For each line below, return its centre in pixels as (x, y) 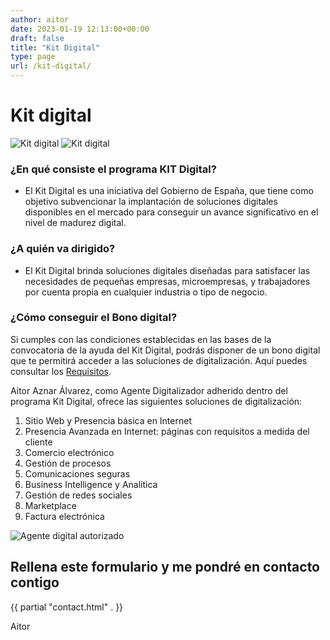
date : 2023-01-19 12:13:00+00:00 (80, 29)
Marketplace (50, 505)
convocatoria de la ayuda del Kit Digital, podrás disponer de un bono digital (165, 350)
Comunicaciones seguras (77, 473)
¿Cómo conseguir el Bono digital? (94, 318)
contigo (35, 582)
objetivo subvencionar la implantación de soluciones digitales (151, 202)
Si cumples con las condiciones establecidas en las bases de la (141, 339)
